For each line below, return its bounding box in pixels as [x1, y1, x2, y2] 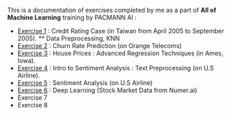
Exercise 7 [17, 93, 47, 102]
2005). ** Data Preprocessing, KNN [17, 34, 120, 43]
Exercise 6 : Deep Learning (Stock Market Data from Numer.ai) [17, 86, 198, 94]
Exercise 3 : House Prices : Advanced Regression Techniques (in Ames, [17, 49, 223, 57]
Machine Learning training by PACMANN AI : [7, 13, 137, 22]
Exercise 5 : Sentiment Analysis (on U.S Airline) [17, 79, 153, 86]
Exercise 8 [17, 101, 48, 109]
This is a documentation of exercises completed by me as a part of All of [7, 6, 216, 14]
